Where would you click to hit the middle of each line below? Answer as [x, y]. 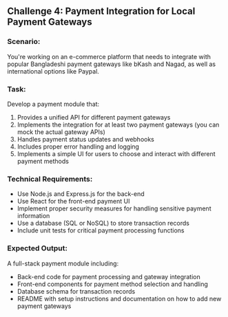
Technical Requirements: [50, 179]
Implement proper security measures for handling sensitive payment [114, 208]
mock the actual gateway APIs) [61, 132]
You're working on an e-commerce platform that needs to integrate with [109, 56]
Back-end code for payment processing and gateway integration [109, 276]
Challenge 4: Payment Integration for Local [101, 11]
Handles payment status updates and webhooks [86, 139]
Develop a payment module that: [53, 104]
